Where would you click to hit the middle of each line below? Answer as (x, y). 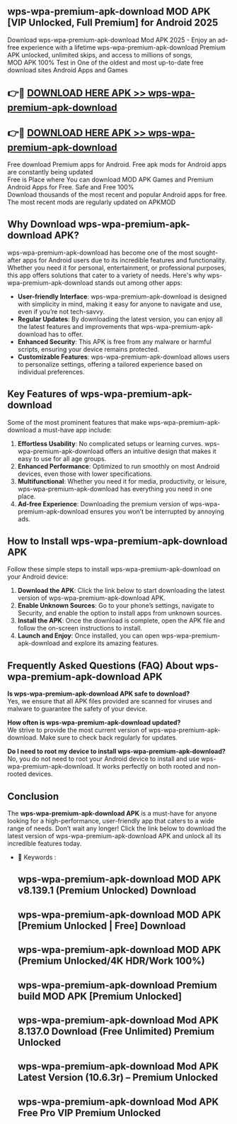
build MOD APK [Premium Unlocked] (100, 996)
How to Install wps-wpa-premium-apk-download (117, 541)
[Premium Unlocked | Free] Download (102, 926)
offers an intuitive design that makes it (161, 451)
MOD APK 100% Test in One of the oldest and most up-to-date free (105, 62)
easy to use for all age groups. (62, 458)
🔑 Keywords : (37, 857)
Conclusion (33, 796)
